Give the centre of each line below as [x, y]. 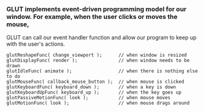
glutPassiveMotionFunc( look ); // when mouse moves [89, 98]
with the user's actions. [36, 44]
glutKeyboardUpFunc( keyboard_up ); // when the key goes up [94, 93]
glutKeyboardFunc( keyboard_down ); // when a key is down [91, 87]
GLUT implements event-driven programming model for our [97, 9]
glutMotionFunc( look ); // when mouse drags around [98, 103]
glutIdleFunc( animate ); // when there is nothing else [102, 71]
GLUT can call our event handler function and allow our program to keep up [101, 38]
